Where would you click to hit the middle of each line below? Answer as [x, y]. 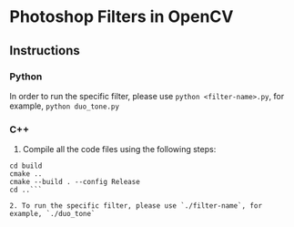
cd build [26, 166]
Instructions [45, 51]
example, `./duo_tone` [52, 214]
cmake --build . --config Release [75, 182]
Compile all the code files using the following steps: [119, 150]
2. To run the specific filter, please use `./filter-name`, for [136, 206]
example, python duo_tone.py [65, 106]
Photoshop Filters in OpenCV [122, 17]
